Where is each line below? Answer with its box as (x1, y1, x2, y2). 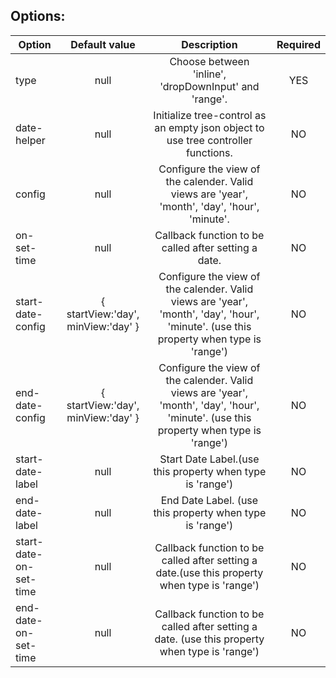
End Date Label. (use (160, 493, 259, 507)
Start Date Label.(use (159, 452, 260, 466)
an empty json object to (154, 120, 265, 134)
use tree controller (166, 133, 253, 147)
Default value (70, 37, 136, 51)
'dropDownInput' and (159, 79, 260, 93)
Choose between (169, 54, 250, 68)
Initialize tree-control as (153, 108, 267, 122)
